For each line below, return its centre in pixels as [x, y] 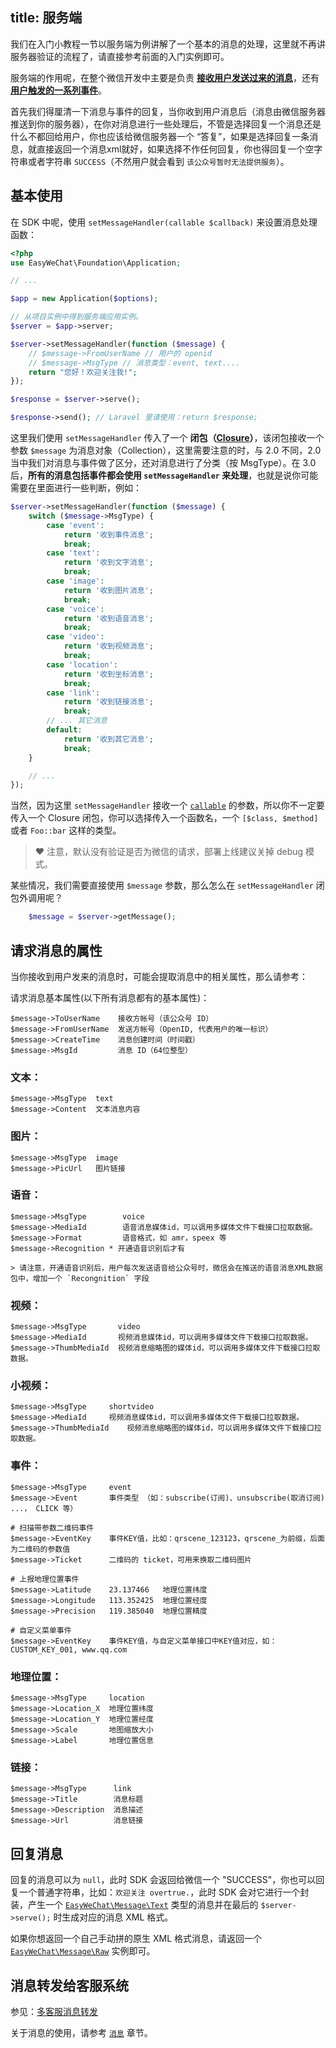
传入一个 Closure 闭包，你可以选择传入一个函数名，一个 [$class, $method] [164, 818]
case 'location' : [82, 664]
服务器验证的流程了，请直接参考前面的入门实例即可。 [120, 56]
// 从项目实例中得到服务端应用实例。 [76, 317]
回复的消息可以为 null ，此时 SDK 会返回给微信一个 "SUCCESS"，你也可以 [163, 1880]
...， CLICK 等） [44, 1508]
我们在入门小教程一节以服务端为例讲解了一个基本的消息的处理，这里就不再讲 [168, 44]
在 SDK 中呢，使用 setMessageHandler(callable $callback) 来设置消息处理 [164, 222]
